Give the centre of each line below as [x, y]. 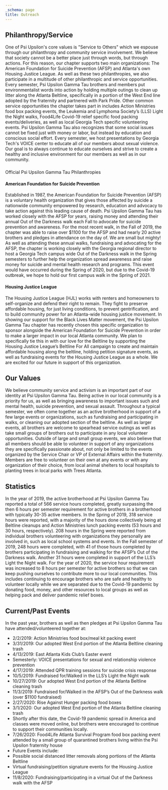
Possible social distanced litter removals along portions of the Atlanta [84, 756]
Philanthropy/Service [39, 35]
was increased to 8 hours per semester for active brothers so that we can [81, 568]
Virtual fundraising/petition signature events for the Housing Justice [82, 767]
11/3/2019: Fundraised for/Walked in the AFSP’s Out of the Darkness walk [88, 692]
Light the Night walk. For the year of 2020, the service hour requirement [79, 563]
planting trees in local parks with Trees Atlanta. [54, 471]
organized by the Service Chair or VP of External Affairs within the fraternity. [84, 455]
